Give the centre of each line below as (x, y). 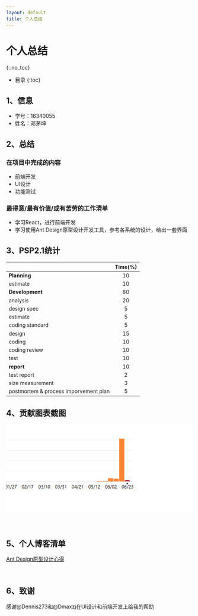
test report (21, 374)
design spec (24, 308)
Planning (20, 275)
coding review (26, 350)
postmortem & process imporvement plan (59, 391)
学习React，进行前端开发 (45, 223)
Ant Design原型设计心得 (35, 559)
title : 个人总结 (24, 19)
